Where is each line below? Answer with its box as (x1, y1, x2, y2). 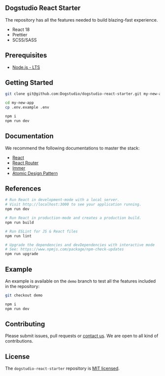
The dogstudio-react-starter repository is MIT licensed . (5, 366, 120, 372)
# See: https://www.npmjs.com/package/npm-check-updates (5, 247, 124, 252)
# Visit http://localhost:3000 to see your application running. (5, 202, 141, 207)
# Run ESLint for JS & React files (5, 229, 78, 234)
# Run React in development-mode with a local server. (5, 198, 120, 202)
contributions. (5, 338, 33, 344)
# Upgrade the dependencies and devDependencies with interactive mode (5, 242, 155, 247)
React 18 (12, 27, 30, 32)
